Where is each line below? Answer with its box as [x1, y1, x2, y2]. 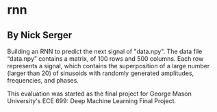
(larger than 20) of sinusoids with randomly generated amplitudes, [7, 69, 194, 77]
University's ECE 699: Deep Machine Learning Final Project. [7, 97, 177, 104]
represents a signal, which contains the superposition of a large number [7, 62, 210, 70]
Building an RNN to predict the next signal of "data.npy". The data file [7, 47, 203, 55]
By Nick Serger [7, 29, 73, 41]
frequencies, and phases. [7, 76, 79, 84]
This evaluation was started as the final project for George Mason [7, 89, 192, 98]
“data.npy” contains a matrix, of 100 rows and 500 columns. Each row [7, 55, 204, 63]
